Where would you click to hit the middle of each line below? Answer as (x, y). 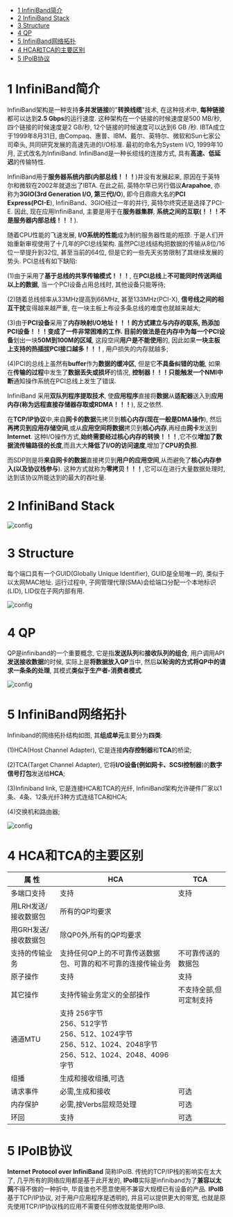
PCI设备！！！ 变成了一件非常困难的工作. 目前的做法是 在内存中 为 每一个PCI (113, 331)
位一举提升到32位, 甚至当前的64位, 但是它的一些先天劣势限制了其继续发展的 (115, 252)
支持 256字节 (82, 1013)
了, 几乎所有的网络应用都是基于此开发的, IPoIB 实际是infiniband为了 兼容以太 (114, 1180)
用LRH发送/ (29, 906)
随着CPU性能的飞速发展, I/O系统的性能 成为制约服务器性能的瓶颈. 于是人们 (113, 234)
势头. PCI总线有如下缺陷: (42, 261)
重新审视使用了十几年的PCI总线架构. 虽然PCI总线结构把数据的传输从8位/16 (119, 243)
